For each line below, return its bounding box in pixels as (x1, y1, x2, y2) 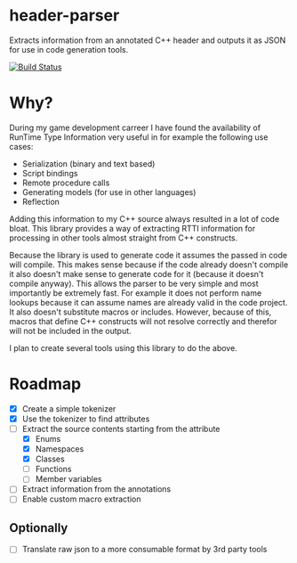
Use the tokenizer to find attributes (21, 413, 150, 424)
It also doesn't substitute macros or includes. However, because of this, (9, 306, 272, 317)
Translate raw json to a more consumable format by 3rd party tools (21, 544, 268, 555)
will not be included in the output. (9, 325, 132, 336)
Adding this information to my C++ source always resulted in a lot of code (9, 213, 280, 224)
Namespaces (35, 444, 84, 454)
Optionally (9, 520, 68, 535)
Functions (35, 464, 72, 475)
